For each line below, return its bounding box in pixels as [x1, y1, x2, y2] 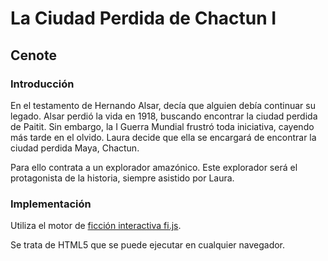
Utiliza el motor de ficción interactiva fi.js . [10, 220, 182, 232]
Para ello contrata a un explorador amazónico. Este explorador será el [10, 161, 298, 173]
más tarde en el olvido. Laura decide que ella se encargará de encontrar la [10, 131, 317, 143]
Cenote [10, 47, 57, 64]
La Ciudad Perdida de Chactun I [10, 7, 277, 30]
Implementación [10, 197, 92, 211]
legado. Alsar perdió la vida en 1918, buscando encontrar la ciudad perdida [10, 110, 318, 122]
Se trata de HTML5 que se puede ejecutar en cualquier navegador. [10, 239, 286, 251]
